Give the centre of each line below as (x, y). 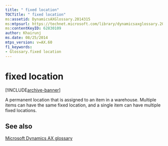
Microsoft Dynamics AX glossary (39, 138)
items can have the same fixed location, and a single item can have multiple (83, 105)
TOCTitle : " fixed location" (35, 14)
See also (19, 126)
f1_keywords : (19, 47)
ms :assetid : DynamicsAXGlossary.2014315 (48, 19)
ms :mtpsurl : (17, 24)
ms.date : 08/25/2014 (27, 38)
